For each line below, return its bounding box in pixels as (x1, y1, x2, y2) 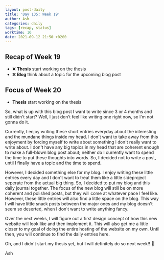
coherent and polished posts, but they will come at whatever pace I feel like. (5, 190, 159, 196)
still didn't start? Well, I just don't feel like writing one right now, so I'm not (5, 114, 154, 119)
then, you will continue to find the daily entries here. (5, 231, 110, 237)
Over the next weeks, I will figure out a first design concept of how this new (5, 215, 158, 221)
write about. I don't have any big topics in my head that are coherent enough (5, 144, 160, 150)
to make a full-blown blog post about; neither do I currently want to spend (5, 149, 154, 155)
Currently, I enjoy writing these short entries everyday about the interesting (5, 128, 157, 134)
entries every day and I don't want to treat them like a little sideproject (5, 174, 146, 180)
